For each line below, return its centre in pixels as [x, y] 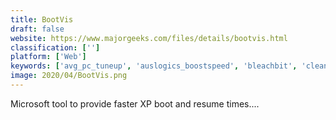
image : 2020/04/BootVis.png [69, 76]
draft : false [37, 29]
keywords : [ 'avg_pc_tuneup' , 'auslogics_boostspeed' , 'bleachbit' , [154, 66]
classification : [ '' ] [55, 47]
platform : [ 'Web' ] [48, 57]
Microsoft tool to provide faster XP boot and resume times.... [135, 103]
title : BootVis [42, 19]
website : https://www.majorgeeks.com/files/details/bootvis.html [149, 38]
